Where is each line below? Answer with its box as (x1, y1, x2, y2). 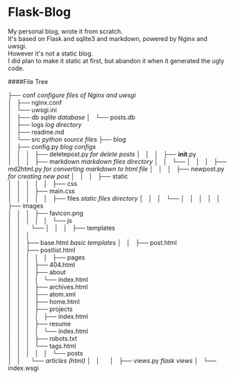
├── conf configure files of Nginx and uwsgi (8, 91, 136, 99)
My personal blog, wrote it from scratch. (8, 27, 124, 35)
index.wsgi (8, 364, 39, 372)
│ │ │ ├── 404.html (8, 260, 76, 269)
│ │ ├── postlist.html (8, 246, 76, 254)
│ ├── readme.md (8, 128, 65, 136)
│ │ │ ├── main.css (8, 187, 75, 195)
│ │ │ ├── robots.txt (8, 334, 77, 342)
